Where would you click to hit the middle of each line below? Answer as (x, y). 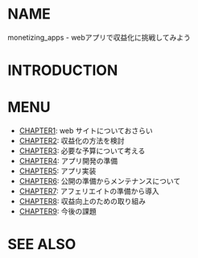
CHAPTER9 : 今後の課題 (58, 211)
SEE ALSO (42, 245)
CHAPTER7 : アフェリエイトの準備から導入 (89, 191)
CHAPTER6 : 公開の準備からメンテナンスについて (100, 181)
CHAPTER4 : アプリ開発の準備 (68, 161)
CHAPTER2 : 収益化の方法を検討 (72, 141)
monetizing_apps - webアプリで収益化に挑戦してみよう (99, 37)
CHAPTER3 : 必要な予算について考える (82, 151)
